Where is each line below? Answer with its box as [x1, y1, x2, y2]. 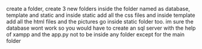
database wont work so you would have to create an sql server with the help [6, 24, 196, 31]
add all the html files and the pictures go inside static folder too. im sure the [6, 18, 194, 25]
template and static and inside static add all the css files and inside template [6, 11, 195, 19]
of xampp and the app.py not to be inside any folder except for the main [6, 31, 185, 38]
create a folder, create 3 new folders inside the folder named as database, [6, 5, 190, 12]
